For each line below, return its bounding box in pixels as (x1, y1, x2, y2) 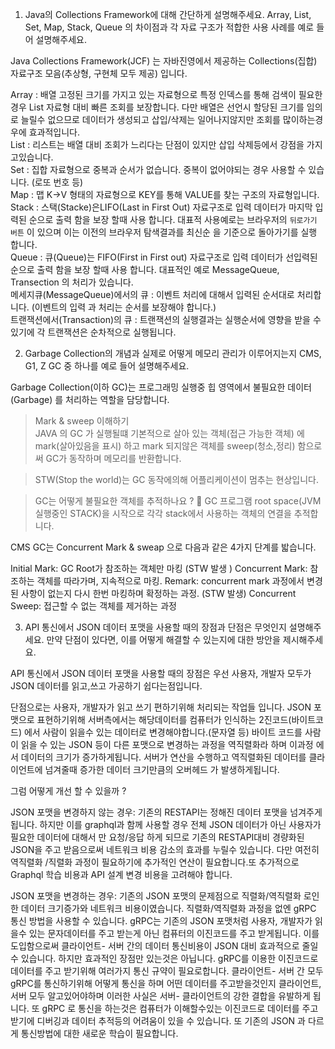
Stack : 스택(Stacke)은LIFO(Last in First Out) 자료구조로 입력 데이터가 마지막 (10, 201, 313, 213)
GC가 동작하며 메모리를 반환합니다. (45, 453, 182, 464)
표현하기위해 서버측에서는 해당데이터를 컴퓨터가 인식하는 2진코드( (36, 714, 292, 725)
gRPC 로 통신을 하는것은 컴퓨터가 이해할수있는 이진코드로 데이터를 (41, 1003, 300, 1014)
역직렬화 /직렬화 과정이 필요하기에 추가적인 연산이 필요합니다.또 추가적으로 (10, 856, 300, 868)
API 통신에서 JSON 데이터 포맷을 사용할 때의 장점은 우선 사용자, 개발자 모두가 (10, 668, 312, 679)
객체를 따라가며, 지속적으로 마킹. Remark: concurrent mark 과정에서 (36, 575, 305, 587)
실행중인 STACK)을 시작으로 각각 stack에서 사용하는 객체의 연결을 (34, 508, 292, 519)
